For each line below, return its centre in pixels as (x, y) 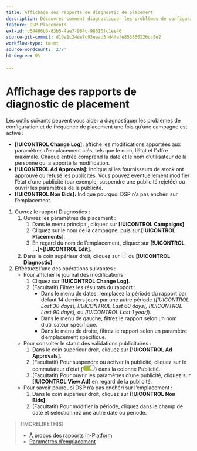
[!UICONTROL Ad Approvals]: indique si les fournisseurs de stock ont (99, 169)
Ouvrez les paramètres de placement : (69, 218)
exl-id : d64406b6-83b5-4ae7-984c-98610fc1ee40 (64, 31)
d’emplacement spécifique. (74, 337)
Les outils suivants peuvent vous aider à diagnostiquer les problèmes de (93, 120)
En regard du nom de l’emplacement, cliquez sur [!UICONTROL (108, 243)
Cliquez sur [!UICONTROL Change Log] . (81, 281)
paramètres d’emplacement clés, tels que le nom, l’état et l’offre (91, 150)
